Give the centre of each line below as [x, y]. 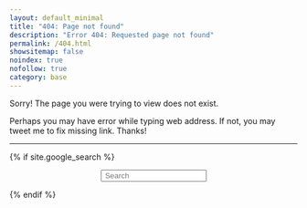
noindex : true [37, 60]
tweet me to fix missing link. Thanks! [78, 130]
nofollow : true [38, 69]
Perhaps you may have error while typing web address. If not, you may [143, 120]
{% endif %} [33, 194]
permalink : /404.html [51, 43]
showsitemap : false [47, 52]
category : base [38, 78]
